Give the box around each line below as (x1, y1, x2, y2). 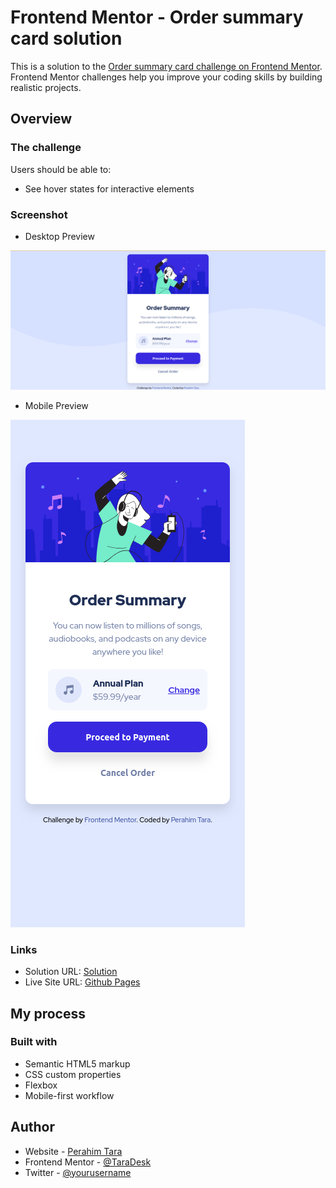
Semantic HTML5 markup (24, 1057, 131, 1070)
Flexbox (24, 1079, 58, 1091)
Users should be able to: (10, 163, 112, 175)
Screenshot (10, 207, 68, 221)
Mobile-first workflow (24, 1089, 115, 1101)
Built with (10, 1035, 58, 1049)
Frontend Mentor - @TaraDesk (24, 1156, 152, 1168)
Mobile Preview (24, 399, 89, 411)
